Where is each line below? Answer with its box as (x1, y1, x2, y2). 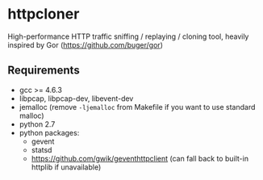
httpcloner (7, 5, 80, 23)
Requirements (7, 64, 80, 77)
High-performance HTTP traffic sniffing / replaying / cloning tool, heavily (7, 31, 249, 41)
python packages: (19, 128, 80, 137)
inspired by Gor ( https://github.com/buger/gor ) (7, 40, 163, 49)
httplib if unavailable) (31, 162, 102, 172)
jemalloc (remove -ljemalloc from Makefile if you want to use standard (19, 102, 256, 111)
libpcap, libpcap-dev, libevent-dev (19, 94, 134, 103)
